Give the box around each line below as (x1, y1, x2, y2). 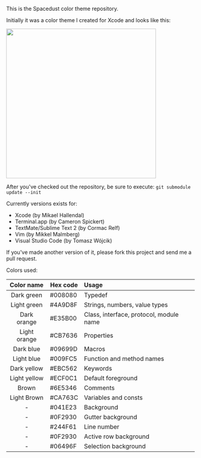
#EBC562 (50, 365, 78, 372)
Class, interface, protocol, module (84, 311, 179, 319)
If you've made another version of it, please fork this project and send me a (6, 248, 192, 256)
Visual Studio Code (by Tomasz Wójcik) (14, 237, 112, 244)
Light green (10, 301, 43, 309)
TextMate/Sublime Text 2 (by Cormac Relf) (14, 225, 120, 231)
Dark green (11, 291, 43, 299)
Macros (84, 345, 106, 353)
